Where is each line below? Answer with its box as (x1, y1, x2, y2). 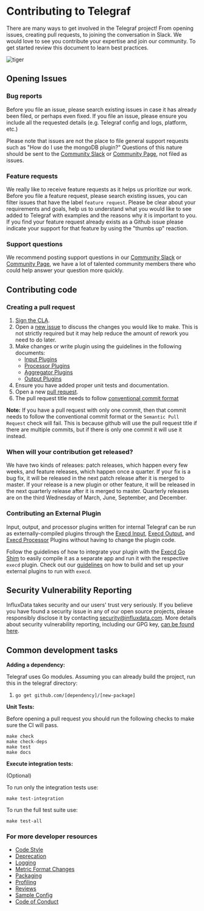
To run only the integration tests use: (6, 784, 99, 791)
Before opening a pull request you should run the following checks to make (6, 715, 195, 722)
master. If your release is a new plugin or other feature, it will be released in (6, 481, 195, 488)
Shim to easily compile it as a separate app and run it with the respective (6, 554, 189, 562)
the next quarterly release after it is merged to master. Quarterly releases (6, 488, 189, 495)
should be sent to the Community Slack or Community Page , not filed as (6, 150, 188, 157)
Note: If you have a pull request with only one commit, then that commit (6, 406, 186, 414)
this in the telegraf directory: (6, 679, 78, 687)
